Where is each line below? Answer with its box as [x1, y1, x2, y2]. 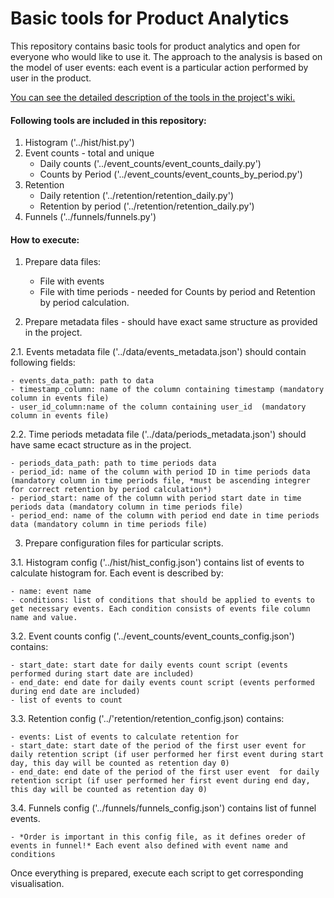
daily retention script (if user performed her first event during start [10, 750, 325, 760]
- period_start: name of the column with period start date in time [10, 493, 302, 504]
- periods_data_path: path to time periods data [10, 458, 217, 469]
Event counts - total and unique [24, 147, 155, 159]
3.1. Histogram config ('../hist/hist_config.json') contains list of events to [10, 557, 305, 569]
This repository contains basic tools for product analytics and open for [10, 40, 301, 52]
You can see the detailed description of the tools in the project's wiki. [10, 91, 296, 103]
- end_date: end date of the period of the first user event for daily [10, 767, 320, 777]
